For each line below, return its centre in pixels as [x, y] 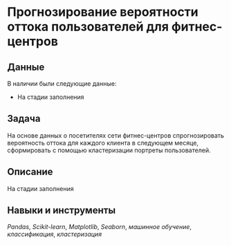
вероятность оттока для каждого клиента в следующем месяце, [103, 143]
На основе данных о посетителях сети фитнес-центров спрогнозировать [116, 135]
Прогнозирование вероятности [103, 12]
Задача [24, 119]
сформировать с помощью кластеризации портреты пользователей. [109, 150]
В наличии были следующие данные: [62, 83]
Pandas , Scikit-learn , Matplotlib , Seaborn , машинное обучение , [100, 227]
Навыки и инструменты [62, 211]
